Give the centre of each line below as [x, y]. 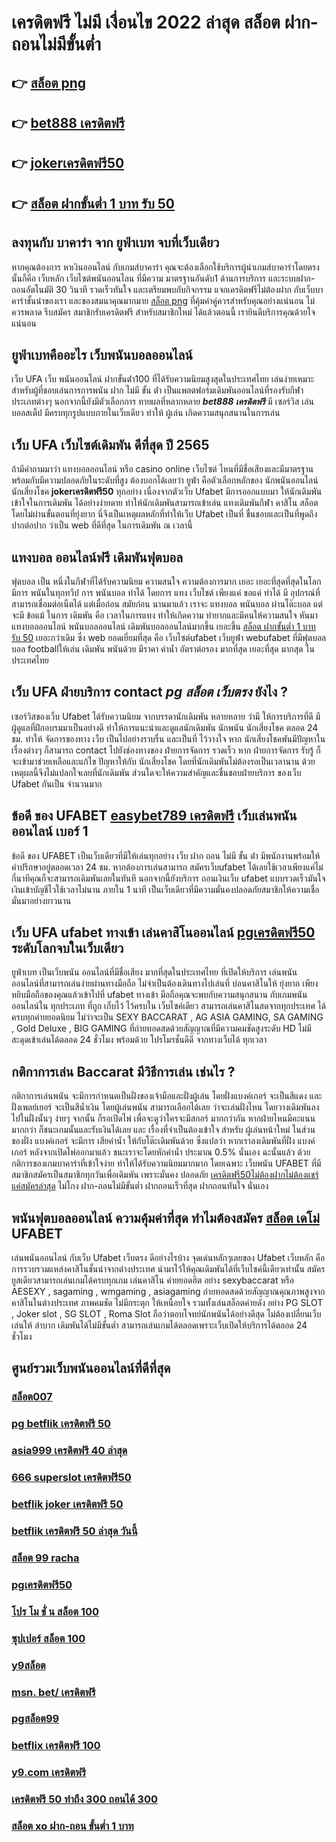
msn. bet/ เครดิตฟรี [53, 1692]
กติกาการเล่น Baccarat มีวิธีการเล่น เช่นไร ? [123, 1071]
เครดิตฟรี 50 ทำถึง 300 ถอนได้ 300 [84, 1799]
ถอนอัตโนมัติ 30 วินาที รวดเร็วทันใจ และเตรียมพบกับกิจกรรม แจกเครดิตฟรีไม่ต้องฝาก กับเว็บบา [167, 289]
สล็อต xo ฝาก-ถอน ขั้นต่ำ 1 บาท [72, 1826]
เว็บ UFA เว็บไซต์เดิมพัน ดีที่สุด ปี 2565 [110, 444]
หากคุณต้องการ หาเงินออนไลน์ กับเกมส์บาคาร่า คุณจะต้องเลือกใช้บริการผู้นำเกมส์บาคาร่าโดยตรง [165, 267]
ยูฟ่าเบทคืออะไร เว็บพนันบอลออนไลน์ [102, 354]
